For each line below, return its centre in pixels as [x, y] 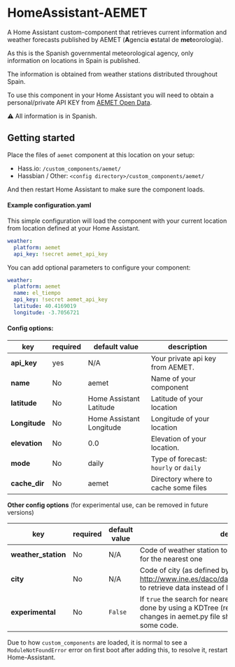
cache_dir [28, 483]
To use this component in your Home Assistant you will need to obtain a [111, 95]
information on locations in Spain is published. [74, 60]
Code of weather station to [184, 550]
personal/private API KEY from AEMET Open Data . [80, 102]
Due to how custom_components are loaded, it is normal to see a [97, 643]
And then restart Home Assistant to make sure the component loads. [106, 189]
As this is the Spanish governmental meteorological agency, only [100, 53]
